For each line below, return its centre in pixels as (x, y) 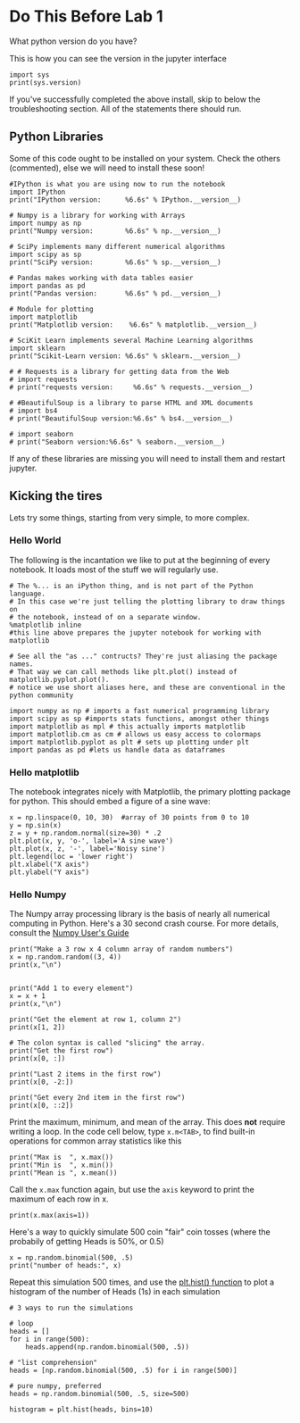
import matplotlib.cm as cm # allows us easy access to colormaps (135, 734)
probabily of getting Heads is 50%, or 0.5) (87, 1242)
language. (28, 594)
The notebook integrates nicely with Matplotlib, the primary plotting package (150, 792)
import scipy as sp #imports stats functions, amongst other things (139, 719)
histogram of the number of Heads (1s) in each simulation (115, 1292)
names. (21, 664)
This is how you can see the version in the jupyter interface (118, 58)
